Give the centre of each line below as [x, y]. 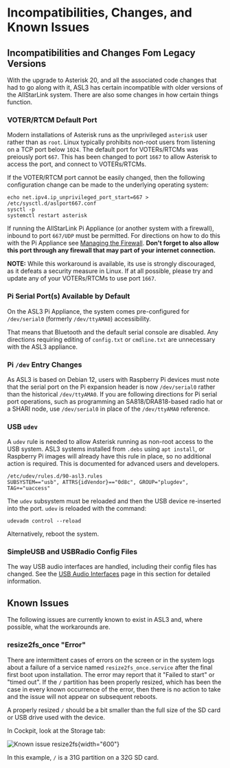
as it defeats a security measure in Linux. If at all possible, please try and [110, 271]
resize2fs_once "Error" [47, 645]
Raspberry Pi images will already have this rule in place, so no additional [109, 456]
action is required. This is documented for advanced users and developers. [113, 464]
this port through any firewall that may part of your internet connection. [112, 250]
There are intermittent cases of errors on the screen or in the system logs [111, 660]
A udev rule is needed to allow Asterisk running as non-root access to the [110, 442]
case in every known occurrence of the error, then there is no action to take [114, 689]
